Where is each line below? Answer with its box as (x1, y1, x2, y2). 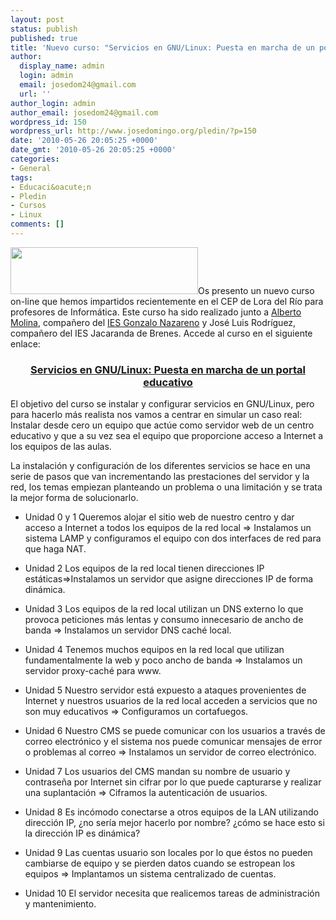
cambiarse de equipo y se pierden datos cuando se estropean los (24, 857, 296, 870)
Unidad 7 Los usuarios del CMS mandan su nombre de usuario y (24, 766, 291, 778)
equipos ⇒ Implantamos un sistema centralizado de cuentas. (24, 868, 277, 880)
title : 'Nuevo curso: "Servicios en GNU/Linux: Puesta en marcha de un (10, 42, 315, 53)
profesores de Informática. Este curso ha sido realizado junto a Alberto (10, 306, 302, 318)
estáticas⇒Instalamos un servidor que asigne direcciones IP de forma (24, 573, 314, 585)
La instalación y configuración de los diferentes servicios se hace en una (10, 460, 311, 472)
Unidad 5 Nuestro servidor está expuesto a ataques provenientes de (24, 684, 307, 696)
